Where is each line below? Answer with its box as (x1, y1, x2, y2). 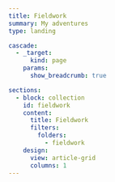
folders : (37, 131, 67, 140)
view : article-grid (29, 154, 96, 162)
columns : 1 (29, 161, 67, 170)
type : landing (8, 27, 57, 35)
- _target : (15, 49, 53, 57)
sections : (8, 86, 42, 94)
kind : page (29, 57, 67, 65)
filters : (29, 124, 60, 132)
